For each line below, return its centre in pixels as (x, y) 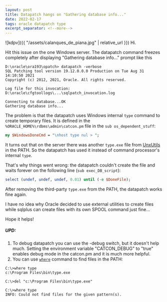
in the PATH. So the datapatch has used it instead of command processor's (82, 150)
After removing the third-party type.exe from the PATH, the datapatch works (84, 189)
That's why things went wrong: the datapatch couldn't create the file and (80, 165)
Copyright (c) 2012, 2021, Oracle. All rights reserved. (66, 80)
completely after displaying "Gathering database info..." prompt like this (79, 57)
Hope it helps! (19, 219)
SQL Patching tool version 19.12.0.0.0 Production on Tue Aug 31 (74, 71)
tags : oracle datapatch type (35, 24)
